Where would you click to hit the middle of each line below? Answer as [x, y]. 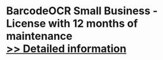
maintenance [39, 36]
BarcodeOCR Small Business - [82, 11]
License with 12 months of [72, 23]
